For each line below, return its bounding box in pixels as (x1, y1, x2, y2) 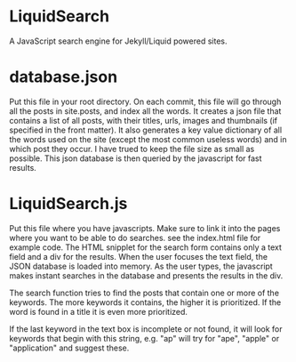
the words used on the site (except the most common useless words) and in (9, 133, 287, 144)
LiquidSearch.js (9, 194, 128, 214)
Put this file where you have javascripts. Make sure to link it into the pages (9, 222, 281, 233)
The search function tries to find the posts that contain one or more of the (9, 287, 280, 298)
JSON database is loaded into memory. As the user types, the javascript (9, 261, 273, 271)
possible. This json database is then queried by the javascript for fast (9, 153, 262, 164)
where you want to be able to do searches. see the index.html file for (9, 232, 261, 243)
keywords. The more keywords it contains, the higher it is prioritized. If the (9, 296, 282, 308)
